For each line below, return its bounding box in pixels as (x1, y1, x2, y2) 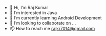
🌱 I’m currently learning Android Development (9, 15, 102, 20)
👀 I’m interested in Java (9, 10, 57, 16)
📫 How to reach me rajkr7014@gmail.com (9, 26, 95, 31)
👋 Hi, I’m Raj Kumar (9, 5, 48, 10)
